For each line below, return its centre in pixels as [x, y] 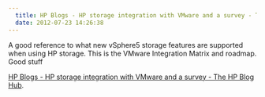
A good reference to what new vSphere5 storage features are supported [126, 45]
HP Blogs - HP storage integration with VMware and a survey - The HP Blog [131, 77]
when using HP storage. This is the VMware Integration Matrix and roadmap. [132, 53]
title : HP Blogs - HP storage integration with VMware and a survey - [134, 15]
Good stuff [26, 61]
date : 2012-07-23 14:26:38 [60, 23]
